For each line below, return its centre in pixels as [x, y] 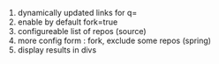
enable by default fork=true [68, 22]
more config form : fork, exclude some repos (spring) [114, 40]
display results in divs [57, 50]
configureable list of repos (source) [82, 31]
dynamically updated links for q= [77, 13]
